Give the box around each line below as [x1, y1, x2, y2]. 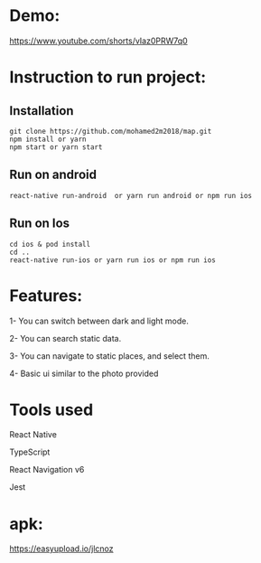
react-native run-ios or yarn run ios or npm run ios [9, 255, 217, 265]
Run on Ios [9, 216, 70, 231]
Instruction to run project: [9, 67, 207, 88]
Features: [9, 286, 83, 305]
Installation [9, 103, 74, 118]
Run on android [9, 167, 98, 183]
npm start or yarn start [9, 142, 103, 152]
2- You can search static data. [9, 333, 122, 343]
